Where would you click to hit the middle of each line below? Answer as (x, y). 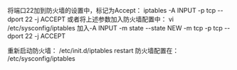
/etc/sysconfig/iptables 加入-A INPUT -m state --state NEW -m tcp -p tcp (115, 28)
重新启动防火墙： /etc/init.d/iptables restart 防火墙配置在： (93, 51)
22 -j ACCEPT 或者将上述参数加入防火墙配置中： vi (99, 19)
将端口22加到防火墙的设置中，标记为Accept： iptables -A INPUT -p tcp (112, 10)
